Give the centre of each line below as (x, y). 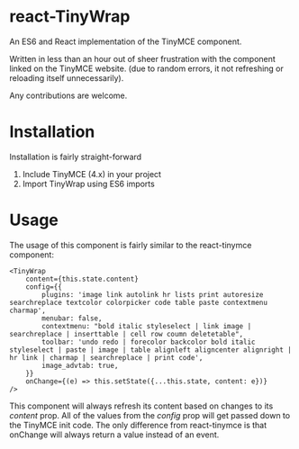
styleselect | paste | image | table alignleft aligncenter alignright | (151, 350)
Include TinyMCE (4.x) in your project (92, 174)
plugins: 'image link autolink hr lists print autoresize (153, 294)
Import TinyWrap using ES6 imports (88, 184)
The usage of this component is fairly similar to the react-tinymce (131, 245)
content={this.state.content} (82, 279)
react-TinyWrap (70, 17)
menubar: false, (72, 318)
